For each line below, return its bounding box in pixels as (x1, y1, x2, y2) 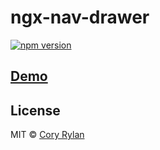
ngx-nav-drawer (10, 6, 150, 29)
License (10, 102, 61, 119)
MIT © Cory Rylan (10, 129, 85, 141)
